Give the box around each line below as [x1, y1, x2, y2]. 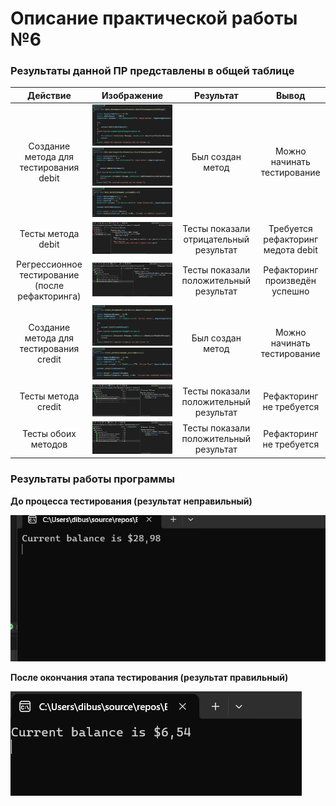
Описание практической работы [10, 7, 298, 30]
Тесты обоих [22, 427, 77, 439]
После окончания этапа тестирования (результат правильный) [10, 672, 289, 684]
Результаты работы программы [10, 472, 175, 486]
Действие [27, 89, 72, 101]
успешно [271, 285, 310, 297]
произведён [264, 274, 317, 286]
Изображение [101, 89, 163, 101]
